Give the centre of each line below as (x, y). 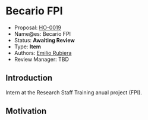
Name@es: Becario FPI (42, 33)
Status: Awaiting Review (44, 40)
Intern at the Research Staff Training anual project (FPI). (74, 92)
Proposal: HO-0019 (38, 27)
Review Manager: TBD (41, 59)
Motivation (26, 111)
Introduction (29, 78)
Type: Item (27, 47)
